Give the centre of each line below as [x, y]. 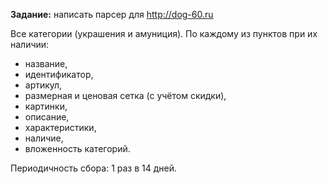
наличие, [44, 138]
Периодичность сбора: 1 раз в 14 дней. [94, 168]
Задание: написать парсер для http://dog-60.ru [112, 14]
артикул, [43, 85]
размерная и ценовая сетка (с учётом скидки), [125, 95]
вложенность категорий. [77, 148]
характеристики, [60, 127]
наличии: [30, 44]
